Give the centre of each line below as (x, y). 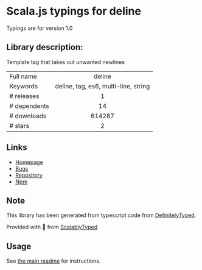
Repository (29, 175)
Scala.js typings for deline (74, 11)
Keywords (24, 86)
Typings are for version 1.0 (40, 28)
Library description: (45, 47)
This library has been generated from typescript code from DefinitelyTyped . (101, 215)
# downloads (28, 116)
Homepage (29, 162)
